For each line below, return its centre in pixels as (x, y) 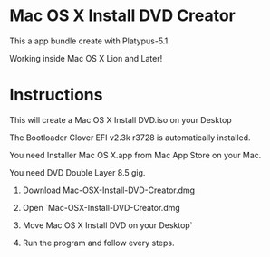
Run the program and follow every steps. (98, 243)
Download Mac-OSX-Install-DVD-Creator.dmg (109, 190)
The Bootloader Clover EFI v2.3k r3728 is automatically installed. (130, 138)
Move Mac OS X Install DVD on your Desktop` (107, 225)
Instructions (56, 95)
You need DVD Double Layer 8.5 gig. (77, 172)
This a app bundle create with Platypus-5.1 (89, 41)
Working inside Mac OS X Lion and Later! (86, 58)
